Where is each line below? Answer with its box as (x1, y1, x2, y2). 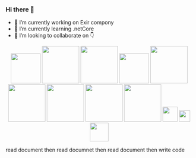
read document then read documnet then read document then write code (5, 146, 185, 154)
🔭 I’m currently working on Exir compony (14, 19, 114, 26)
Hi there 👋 (5, 5, 35, 14)
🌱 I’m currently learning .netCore (14, 25, 94, 32)
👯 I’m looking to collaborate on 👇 (14, 32, 94, 39)
